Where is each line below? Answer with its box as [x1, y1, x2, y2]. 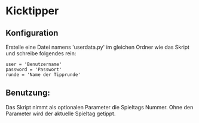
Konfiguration [5, 28, 59, 38]
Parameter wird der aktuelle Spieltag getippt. [5, 110, 116, 117]
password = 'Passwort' [5, 67, 62, 72]
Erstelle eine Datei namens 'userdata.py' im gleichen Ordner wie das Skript [5, 43, 189, 51]
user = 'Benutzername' [5, 61, 62, 67]
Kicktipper [5, 4, 59, 18]
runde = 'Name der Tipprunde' [5, 72, 81, 78]
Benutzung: [5, 88, 50, 98]
